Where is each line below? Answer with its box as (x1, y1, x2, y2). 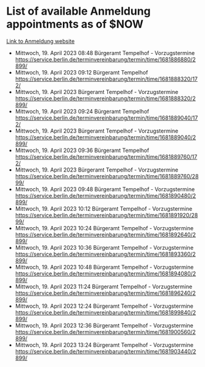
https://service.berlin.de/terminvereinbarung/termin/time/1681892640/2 (15, 231, 196, 238)
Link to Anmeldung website (6, 37, 75, 45)
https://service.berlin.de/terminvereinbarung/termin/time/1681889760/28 (15, 172, 199, 180)
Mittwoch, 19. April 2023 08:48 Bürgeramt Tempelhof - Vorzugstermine (15, 49, 195, 56)
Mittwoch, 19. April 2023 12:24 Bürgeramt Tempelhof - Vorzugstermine (15, 302, 194, 310)
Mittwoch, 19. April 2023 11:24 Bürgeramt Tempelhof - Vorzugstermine (15, 283, 193, 290)
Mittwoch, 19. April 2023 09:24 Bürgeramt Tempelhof (15, 107, 149, 115)
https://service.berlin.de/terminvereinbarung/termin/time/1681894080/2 (15, 270, 196, 277)
